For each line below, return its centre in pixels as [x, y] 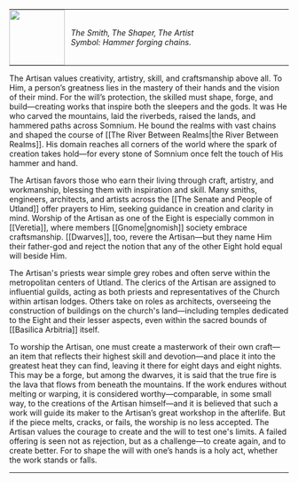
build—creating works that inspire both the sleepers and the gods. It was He [149, 107]
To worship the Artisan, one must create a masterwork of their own [132, 347]
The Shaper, [134, 33]
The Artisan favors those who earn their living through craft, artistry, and [141, 180]
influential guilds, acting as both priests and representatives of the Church [145, 292]
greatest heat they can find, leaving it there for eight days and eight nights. [145, 366]
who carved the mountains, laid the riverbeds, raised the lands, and [133, 116]
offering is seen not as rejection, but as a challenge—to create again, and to [148, 441]
